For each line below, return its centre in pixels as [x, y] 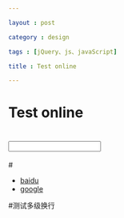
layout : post [32, 22]
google [32, 189]
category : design [39, 37]
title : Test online [43, 66]
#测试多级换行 [32, 206]
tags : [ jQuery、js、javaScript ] [63, 52]
